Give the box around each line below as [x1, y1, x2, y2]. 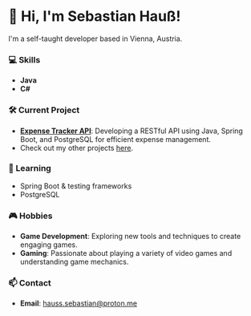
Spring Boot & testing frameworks [19, 180, 132, 191]
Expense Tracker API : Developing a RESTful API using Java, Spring [19, 126, 243, 136]
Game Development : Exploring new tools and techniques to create [19, 232, 241, 241]
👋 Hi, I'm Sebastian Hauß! [8, 7, 181, 26]
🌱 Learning [8, 163, 52, 174]
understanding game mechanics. [19, 257, 129, 267]
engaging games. [19, 240, 78, 249]
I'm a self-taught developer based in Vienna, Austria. [8, 34, 183, 43]
